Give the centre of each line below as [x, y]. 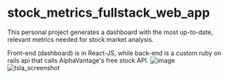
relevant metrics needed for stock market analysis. [81, 39]
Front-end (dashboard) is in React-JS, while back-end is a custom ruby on [114, 53]
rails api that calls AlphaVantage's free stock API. [78, 60]
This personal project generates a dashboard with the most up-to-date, [110, 32]
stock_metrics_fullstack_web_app [109, 13]
